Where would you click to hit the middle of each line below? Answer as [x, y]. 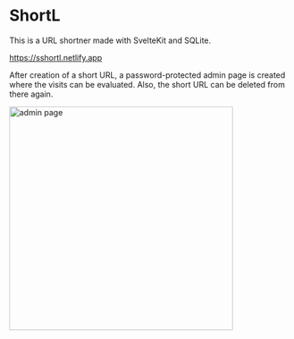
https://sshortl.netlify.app [56, 57]
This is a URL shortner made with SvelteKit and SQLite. [110, 40]
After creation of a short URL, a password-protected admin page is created [147, 75]
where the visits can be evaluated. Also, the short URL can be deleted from [147, 84]
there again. [31, 94]
